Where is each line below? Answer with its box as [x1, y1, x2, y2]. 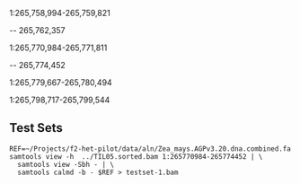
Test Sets [9, 120, 63, 136]
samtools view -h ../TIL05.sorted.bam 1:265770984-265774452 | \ [9, 152, 263, 161]
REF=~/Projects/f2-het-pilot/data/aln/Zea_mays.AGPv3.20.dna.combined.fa [9, 144, 292, 153]
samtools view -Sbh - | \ [17, 160, 115, 169]
